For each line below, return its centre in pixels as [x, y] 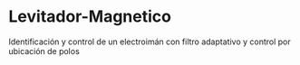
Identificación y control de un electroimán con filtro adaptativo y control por [150, 42]
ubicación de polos [44, 51]
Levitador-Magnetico [90, 17]
